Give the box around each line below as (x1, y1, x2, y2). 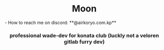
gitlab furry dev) (64, 38, 105, 45)
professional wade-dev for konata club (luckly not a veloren (9, 32, 159, 39)
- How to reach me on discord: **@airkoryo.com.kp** (5, 19, 117, 25)
